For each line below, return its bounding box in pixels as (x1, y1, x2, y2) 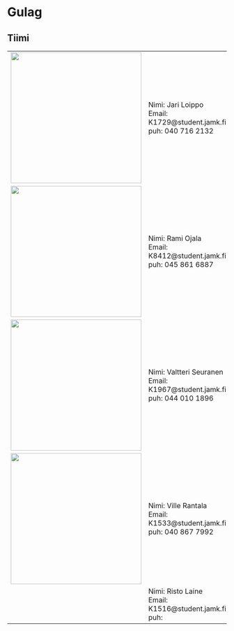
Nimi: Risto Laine (148, 586, 203, 596)
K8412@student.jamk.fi (148, 251, 226, 261)
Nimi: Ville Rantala (148, 501, 208, 510)
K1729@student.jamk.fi (148, 117, 226, 126)
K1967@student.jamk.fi (148, 385, 226, 394)
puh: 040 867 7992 (148, 527, 214, 537)
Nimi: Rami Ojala (148, 233, 202, 243)
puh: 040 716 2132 (148, 126, 214, 136)
